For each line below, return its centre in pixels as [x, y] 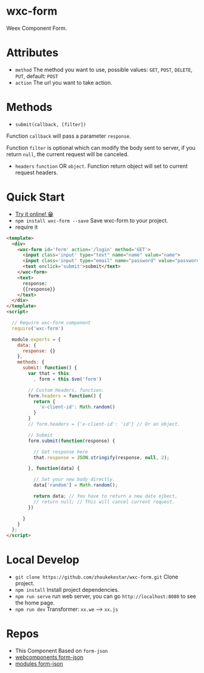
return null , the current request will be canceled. [68, 154]
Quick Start [36, 197]
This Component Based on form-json [61, 651]
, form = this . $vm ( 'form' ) [67, 379]
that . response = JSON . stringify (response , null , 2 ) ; [101, 458]
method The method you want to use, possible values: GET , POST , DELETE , [104, 69]
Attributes [32, 53]
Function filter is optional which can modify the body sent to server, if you [101, 148]
